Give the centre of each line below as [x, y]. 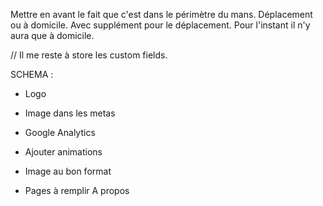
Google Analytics [60, 132]
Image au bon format [68, 171]
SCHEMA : [32, 74]
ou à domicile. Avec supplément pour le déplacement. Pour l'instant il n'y [160, 25]
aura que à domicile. [52, 35]
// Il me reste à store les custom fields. [89, 55]
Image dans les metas [70, 113]
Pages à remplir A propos [77, 190]
